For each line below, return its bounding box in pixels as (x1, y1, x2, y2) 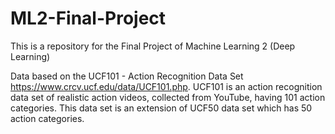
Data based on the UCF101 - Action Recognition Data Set (10, 70, 244, 82)
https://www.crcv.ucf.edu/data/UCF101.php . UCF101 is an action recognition (10, 80, 323, 92)
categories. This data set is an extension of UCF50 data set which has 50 (10, 102, 313, 114)
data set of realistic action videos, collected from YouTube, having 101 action (10, 91, 326, 103)
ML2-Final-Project (10, 7, 167, 30)
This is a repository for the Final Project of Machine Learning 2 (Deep (10, 40, 296, 52)
